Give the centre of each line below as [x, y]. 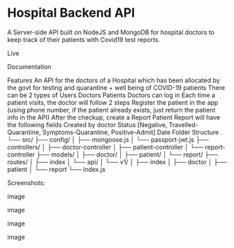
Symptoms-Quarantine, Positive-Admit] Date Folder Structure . [132, 132]
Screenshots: [26, 182]
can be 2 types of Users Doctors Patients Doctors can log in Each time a [111, 95]
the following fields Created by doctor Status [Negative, [87, 124]
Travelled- [183, 124]
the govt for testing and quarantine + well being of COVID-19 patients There [116, 87]
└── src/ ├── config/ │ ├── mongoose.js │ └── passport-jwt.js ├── [108, 139]
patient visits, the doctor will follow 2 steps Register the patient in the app [113, 102]
